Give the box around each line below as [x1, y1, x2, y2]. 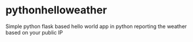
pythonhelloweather [5, 3, 107, 17]
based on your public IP [5, 29, 63, 36]
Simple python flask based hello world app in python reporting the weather [5, 23, 187, 30]
